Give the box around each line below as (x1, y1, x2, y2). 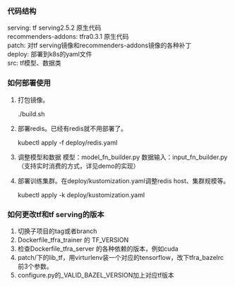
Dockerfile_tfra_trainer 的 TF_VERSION (17, 235, 129, 244)
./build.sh (17, 109, 45, 118)
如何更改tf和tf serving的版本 (7, 209, 104, 219)
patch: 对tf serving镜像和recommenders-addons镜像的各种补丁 (7, 41, 192, 50)
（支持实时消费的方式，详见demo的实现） (17, 161, 140, 170)
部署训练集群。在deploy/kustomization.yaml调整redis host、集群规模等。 (17, 176, 230, 185)
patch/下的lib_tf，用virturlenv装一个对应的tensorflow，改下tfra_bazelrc (17, 253, 224, 261)
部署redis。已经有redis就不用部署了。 (17, 124, 127, 132)
